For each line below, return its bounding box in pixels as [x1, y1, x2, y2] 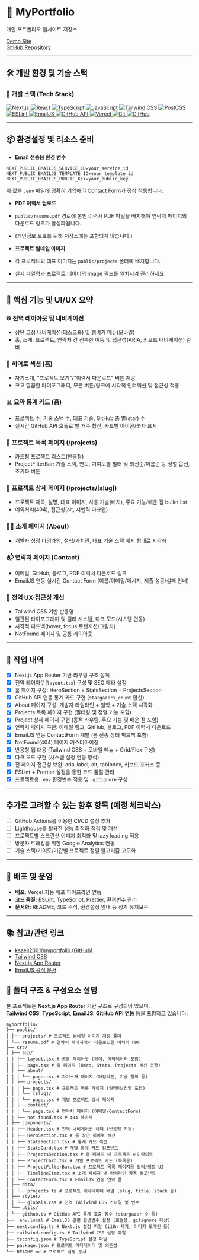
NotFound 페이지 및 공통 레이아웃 [14, 630, 93, 637]
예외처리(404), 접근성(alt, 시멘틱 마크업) [14, 506, 108, 513]
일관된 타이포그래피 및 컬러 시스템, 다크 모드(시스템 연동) [14, 615, 145, 622]
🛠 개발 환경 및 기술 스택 [6, 68, 88, 78]
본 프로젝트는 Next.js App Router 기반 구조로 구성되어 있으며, [6, 1002, 150, 1009]
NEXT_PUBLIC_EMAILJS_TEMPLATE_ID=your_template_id [6, 171, 134, 177]
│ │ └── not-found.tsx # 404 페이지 [6, 1115, 93, 1121]
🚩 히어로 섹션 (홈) [6, 360, 53, 368]
